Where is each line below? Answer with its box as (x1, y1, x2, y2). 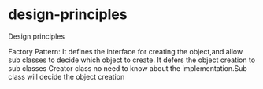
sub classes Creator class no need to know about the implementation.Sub (8, 63, 248, 72)
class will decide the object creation (8, 72, 125, 81)
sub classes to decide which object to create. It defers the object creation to (8, 55, 256, 65)
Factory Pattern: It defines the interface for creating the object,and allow (8, 46, 243, 56)
